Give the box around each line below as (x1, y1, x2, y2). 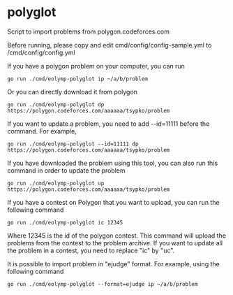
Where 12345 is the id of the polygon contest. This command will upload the (7, 231, 227, 240)
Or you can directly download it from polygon (7, 87, 138, 96)
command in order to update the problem (7, 166, 126, 175)
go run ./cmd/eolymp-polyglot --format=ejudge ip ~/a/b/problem (7, 280, 198, 287)
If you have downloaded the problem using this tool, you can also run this (7, 159, 218, 167)
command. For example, (7, 127, 77, 135)
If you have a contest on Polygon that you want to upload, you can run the (7, 198, 220, 206)
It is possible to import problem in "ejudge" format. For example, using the (7, 259, 220, 268)
